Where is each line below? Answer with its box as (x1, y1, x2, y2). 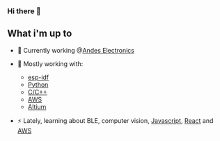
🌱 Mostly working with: (17, 59, 84, 68)
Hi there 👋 (7, 6, 42, 16)
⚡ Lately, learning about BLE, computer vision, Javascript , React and (17, 116, 214, 124)
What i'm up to (7, 28, 72, 40)
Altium (27, 102, 47, 110)
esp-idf (27, 73, 49, 81)
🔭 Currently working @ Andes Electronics (17, 46, 134, 54)
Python (27, 80, 49, 89)
